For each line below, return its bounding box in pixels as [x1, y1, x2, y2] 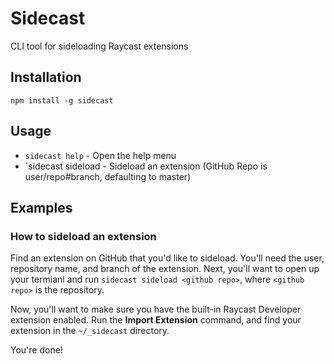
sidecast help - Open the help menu [24, 149, 177, 161]
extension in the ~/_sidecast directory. [10, 325, 170, 337]
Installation [10, 69, 82, 86]
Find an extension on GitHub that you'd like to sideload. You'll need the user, [10, 252, 325, 264]
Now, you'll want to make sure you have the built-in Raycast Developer [10, 303, 302, 316]
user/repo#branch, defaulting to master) [24, 170, 192, 182]
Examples [10, 199, 73, 216]
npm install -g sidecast [10, 95, 114, 106]
